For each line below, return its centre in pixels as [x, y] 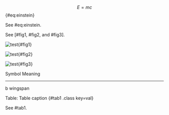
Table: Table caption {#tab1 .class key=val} [50, 98]
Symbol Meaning [23, 74]
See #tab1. [16, 108]
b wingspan [17, 88]
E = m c [84, 7]
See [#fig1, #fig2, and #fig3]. [35, 35]
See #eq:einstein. [23, 25]
